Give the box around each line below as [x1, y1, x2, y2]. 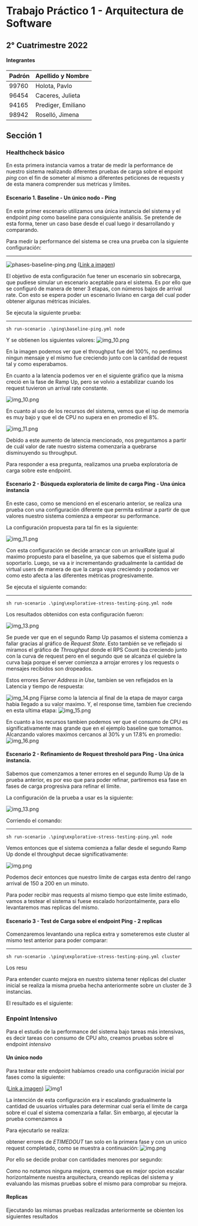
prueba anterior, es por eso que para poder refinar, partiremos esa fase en [6, 777, 187, 784]
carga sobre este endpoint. [6, 467, 72, 474]
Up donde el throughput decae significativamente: [6, 850, 128, 858]
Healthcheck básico [6, 148, 65, 157]
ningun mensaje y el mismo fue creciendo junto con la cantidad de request [6, 354, 187, 361]
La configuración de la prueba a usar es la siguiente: [6, 794, 134, 801]
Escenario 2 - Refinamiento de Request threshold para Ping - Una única [6, 751, 184, 758]
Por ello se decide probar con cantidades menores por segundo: [6, 1156, 163, 1163]
